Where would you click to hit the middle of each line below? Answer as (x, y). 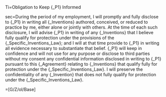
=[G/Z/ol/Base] (21, 89)
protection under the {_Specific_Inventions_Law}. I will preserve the (74, 69)
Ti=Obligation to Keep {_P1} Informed (43, 7)
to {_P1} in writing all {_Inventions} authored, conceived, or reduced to (77, 22)
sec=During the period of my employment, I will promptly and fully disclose (82, 17)
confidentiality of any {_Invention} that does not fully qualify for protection (81, 74)
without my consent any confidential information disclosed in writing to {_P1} (83, 59)
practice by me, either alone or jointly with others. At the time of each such (81, 27)
